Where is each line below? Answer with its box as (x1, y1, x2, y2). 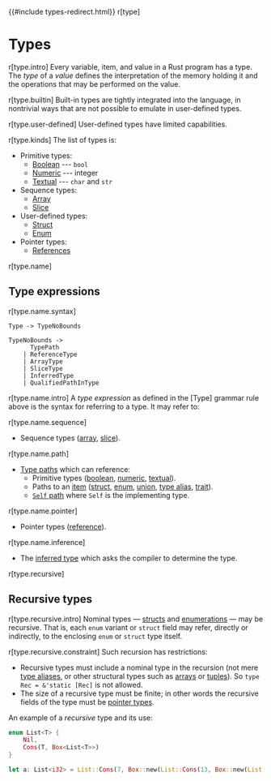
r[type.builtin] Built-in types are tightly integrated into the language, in (8, 95, 241, 105)
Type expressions (8, 285, 101, 298)
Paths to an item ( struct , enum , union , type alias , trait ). (32, 482, 214, 491)
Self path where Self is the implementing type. (32, 490, 190, 500)
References (32, 245, 71, 255)
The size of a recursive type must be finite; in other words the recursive (19, 689, 259, 698)
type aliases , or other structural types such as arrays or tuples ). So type (19, 671, 260, 680)
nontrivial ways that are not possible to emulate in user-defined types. (8, 103, 242, 113)
